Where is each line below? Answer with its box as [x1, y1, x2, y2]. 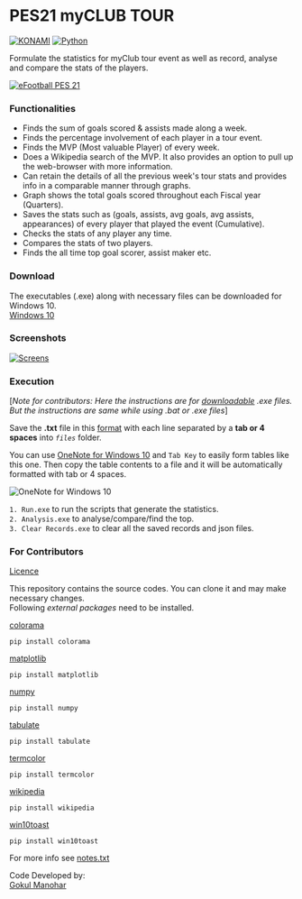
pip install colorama [9, 638, 91, 647]
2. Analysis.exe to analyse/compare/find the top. [9, 513, 195, 524]
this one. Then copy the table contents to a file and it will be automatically [9, 459, 283, 470]
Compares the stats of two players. [22, 238, 153, 249]
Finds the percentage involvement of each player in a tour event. [22, 133, 263, 143]
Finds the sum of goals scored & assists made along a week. [22, 123, 248, 133]
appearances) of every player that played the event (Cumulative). [22, 218, 265, 230]
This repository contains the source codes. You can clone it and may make [9, 583, 287, 594]
